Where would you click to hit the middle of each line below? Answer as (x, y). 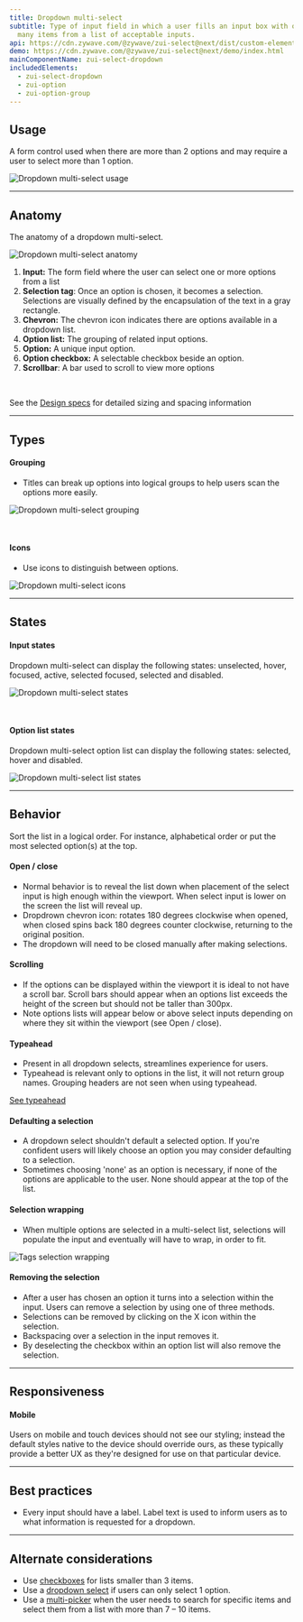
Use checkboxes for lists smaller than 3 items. (108, 1581)
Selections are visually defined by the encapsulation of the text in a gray (156, 301)
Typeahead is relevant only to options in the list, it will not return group (153, 1074)
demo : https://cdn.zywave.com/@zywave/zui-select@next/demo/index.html (147, 51)
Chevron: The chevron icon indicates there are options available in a (150, 320)
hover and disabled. (46, 760)
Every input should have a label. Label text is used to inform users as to (155, 1513)
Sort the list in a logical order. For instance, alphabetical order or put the (143, 836)
